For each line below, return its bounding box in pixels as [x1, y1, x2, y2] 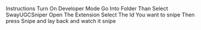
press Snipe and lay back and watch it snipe [5, 18, 116, 24]
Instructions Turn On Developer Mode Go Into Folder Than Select [5, 5, 168, 12]
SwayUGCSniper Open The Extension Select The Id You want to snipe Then [5, 11, 195, 18]
